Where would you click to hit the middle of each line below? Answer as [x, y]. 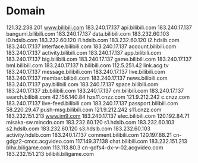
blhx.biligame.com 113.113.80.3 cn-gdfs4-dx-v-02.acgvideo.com [85, 148]
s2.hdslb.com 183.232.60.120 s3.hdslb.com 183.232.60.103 [78, 128]
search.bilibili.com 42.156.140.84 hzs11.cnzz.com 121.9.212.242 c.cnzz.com [98, 97]
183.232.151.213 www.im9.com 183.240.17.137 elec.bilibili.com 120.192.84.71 [98, 116]
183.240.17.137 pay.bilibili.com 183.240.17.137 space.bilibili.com [82, 84]
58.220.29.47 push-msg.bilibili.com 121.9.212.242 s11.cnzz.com [84, 109]
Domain [26, 11]
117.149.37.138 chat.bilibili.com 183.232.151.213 [131, 141]
